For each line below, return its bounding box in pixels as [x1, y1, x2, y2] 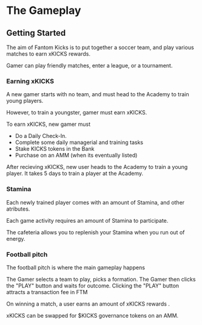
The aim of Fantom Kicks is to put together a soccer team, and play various [6, 44, 194, 51]
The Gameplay [6, 4, 81, 18]
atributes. [6, 205, 30, 212]
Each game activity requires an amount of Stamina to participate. [6, 217, 169, 224]
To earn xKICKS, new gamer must [6, 120, 91, 128]
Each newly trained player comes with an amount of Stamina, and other [6, 199, 185, 206]
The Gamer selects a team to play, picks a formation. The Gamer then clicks [6, 275, 196, 283]
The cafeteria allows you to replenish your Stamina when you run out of [6, 228, 185, 236]
